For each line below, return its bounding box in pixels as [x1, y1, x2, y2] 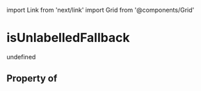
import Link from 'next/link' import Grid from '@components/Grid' [6, 6, 195, 14]
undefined [6, 52, 36, 61]
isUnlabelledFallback [6, 30, 130, 45]
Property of [6, 72, 58, 85]
